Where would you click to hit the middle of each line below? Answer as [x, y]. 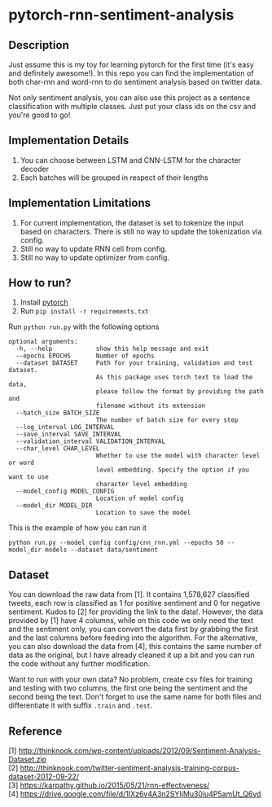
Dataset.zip [28, 760]
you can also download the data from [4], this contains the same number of [135, 647]
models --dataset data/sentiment [101, 550]
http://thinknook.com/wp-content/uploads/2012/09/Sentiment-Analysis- [140, 751]
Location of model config [140, 498]
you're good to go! [39, 115]
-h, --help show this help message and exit [112, 349]
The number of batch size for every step [167, 420]
